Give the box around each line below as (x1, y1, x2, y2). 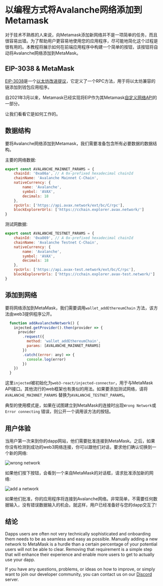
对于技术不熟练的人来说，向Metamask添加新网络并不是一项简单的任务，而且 (5, 32, 158, 38)
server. (5, 576, 19, 582)
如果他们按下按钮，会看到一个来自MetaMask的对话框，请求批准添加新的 (5, 470, 149, 475)
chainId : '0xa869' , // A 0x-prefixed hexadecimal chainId (14, 236, 133, 241)
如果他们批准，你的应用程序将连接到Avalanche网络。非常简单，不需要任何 (5, 495, 154, 502)
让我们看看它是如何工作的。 (5, 111, 61, 117)
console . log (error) (26, 357, 66, 362)
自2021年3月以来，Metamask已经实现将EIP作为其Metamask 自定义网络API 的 (5, 95, 157, 100)
